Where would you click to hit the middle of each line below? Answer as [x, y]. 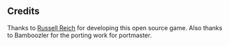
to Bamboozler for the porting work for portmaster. [79, 35]
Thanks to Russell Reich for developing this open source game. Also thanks [115, 27]
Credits [24, 11]
